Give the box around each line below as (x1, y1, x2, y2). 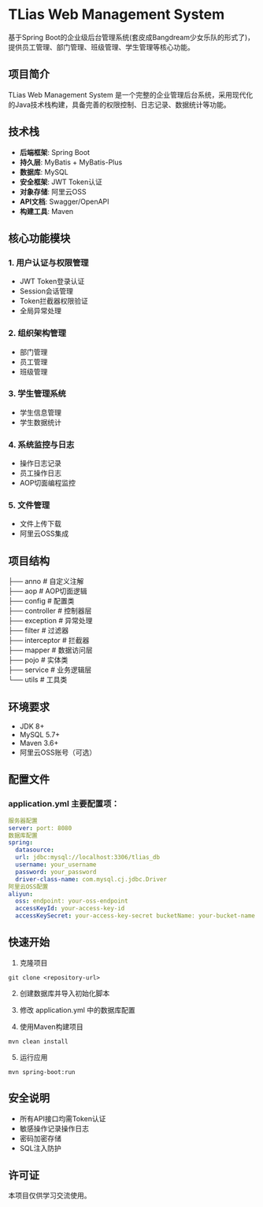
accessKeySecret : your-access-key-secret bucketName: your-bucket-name (15, 912, 256, 920)
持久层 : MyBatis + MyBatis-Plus (19, 157, 123, 167)
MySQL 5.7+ (19, 730, 61, 740)
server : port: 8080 (8, 824, 72, 832)
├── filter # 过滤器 (8, 626, 69, 635)
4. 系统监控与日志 (8, 439, 75, 450)
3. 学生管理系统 (8, 388, 67, 399)
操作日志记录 (19, 459, 61, 468)
